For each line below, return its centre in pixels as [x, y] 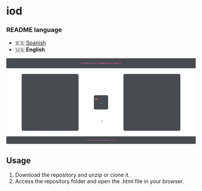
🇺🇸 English [30, 50]
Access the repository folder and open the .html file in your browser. [99, 181]
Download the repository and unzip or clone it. [72, 175]
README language [34, 30]
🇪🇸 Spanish [30, 43]
